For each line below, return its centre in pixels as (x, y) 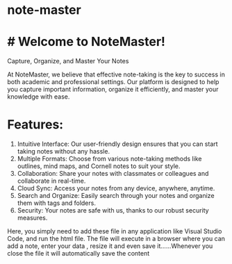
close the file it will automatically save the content (78, 254)
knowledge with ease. (39, 97)
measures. (32, 218)
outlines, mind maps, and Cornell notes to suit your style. (99, 166)
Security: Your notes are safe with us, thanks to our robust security (113, 211)
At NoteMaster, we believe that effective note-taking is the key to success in (116, 74)
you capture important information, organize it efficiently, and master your (113, 90)
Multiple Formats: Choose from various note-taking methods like (109, 159)
